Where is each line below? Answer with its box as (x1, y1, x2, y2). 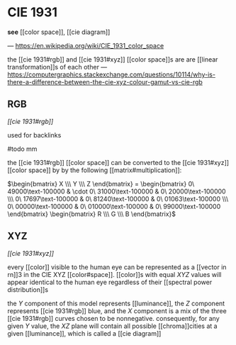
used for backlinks (7, 130, 62, 139)
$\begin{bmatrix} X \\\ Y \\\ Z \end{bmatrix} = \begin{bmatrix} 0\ (7, 179, 195, 188)
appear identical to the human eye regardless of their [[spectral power (7, 278, 213, 286)
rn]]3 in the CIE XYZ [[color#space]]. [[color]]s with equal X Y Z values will (7, 270, 222, 278)
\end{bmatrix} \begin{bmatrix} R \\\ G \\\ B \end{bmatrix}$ (7, 210, 176, 218)
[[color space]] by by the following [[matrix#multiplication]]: (7, 166, 182, 174)
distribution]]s (7, 285, 48, 294)
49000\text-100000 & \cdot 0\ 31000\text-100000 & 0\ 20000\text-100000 (7, 187, 226, 196)
